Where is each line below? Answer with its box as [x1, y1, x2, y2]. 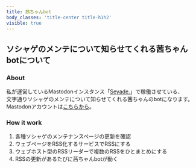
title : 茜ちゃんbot [6, 8, 52, 15]
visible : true [6, 20, 42, 26]
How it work [6, 118, 42, 126]
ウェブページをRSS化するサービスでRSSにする [14, 140, 131, 148]
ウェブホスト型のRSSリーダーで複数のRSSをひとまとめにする [14, 148, 168, 155]
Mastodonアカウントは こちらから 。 [6, 103, 95, 110]
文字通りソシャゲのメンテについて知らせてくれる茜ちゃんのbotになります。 [6, 96, 194, 103]
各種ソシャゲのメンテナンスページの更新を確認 [14, 133, 131, 140]
